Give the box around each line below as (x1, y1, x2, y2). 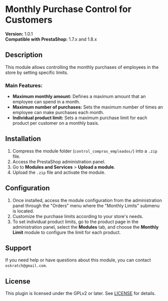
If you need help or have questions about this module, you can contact (5, 257, 151, 263)
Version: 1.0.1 (5, 31, 33, 37)
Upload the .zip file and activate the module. (12, 169, 106, 175)
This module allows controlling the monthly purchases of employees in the (5, 64, 159, 70)
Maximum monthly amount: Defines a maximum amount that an (12, 93, 146, 99)
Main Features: (5, 82, 43, 89)
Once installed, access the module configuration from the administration (12, 197, 162, 203)
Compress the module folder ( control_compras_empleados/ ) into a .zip (12, 148, 157, 154)
